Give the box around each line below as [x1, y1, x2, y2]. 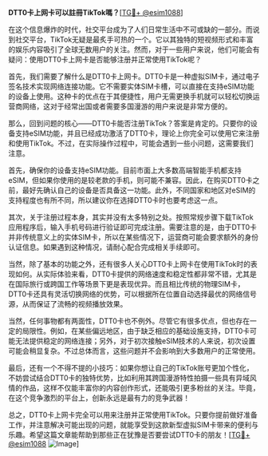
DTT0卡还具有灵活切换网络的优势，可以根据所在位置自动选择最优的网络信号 [8, 289, 258, 299]
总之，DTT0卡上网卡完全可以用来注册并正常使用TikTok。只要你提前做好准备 [8, 410, 258, 419]
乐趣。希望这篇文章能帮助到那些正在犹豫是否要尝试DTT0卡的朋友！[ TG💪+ [8, 430, 250, 439]
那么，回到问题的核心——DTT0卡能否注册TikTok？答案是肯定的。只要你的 [8, 119, 251, 128]
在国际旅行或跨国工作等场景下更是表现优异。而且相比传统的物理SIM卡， [8, 280, 245, 288]
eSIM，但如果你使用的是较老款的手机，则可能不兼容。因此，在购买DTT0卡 [8, 176, 253, 184]
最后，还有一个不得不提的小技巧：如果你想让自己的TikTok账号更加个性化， [8, 363, 254, 372]
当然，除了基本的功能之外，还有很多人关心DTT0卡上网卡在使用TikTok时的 [8, 260, 251, 268]
